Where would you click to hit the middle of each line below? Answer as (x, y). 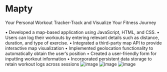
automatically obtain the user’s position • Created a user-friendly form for (81, 53)
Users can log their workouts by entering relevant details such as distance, (82, 37)
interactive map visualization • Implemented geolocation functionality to (79, 48)
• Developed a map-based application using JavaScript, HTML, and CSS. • (82, 32)
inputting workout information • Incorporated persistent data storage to (78, 58)
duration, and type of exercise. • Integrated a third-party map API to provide (83, 42)
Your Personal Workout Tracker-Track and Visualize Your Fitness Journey (81, 22)
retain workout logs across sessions (42, 64)
